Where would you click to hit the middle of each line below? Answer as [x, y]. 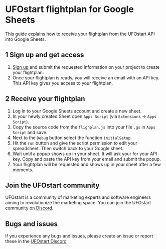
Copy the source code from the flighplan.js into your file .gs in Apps [84, 127]
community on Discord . [29, 208]
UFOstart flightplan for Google [69, 9]
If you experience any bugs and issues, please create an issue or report [79, 236]
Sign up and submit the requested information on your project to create [86, 67]
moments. [23, 170]
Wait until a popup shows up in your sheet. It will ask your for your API [85, 154]
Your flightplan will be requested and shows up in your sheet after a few [87, 164]
